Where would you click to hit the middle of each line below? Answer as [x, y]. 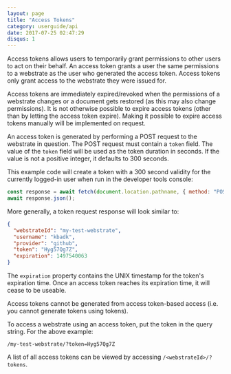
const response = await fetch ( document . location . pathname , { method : [109, 192]
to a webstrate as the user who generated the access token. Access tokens [114, 74]
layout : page [26, 13]
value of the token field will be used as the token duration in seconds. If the [113, 152]
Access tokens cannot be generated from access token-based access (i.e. [113, 303]
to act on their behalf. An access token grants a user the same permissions [113, 66]
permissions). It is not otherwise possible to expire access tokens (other [109, 109]
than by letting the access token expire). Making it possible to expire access [114, 116]
